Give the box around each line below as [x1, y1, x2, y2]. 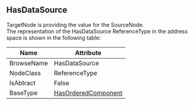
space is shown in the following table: [6, 34, 101, 42]
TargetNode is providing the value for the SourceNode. [6, 21, 145, 28]
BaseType [9, 89, 38, 97]
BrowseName [9, 59, 48, 67]
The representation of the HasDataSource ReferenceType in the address [6, 27, 188, 35]
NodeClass [9, 68, 41, 77]
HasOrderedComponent [54, 89, 123, 97]
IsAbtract [9, 79, 36, 87]
